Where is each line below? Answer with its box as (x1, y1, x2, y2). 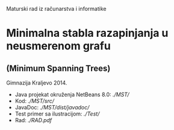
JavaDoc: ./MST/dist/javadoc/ (14, 104, 90, 111)
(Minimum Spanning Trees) (6, 63, 111, 73)
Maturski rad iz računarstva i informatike (6, 5, 107, 12)
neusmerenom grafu (6, 39, 111, 53)
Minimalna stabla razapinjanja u (6, 27, 169, 40)
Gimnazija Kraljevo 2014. (6, 79, 67, 86)
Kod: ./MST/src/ (14, 97, 55, 105)
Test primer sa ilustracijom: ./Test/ (14, 110, 100, 117)
